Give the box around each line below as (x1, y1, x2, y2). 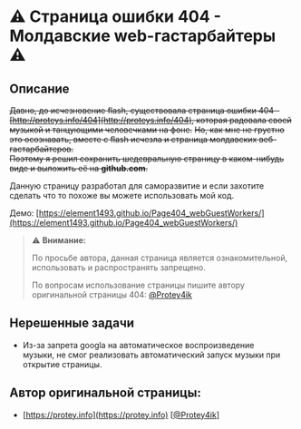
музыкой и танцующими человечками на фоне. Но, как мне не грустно (9, 124, 286, 135)
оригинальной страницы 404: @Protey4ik (31, 289, 193, 300)
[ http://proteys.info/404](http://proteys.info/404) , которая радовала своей (9, 115, 292, 125)
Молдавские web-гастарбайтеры (9, 25, 277, 46)
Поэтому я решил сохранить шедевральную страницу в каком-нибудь (9, 153, 284, 164)
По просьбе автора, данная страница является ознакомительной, (31, 252, 288, 263)
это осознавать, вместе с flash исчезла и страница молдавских (9, 134, 257, 144)
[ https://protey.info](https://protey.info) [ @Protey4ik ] (22, 409, 220, 420)
